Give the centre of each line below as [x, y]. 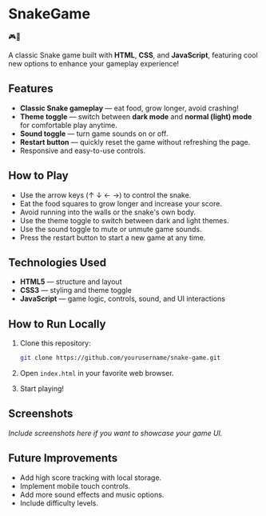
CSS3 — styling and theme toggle [75, 290]
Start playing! [42, 389]
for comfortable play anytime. [68, 125]
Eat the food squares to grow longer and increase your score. [121, 203]
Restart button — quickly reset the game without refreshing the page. [135, 142]
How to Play [39, 176]
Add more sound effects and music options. [92, 494]
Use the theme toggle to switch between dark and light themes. [124, 220]
